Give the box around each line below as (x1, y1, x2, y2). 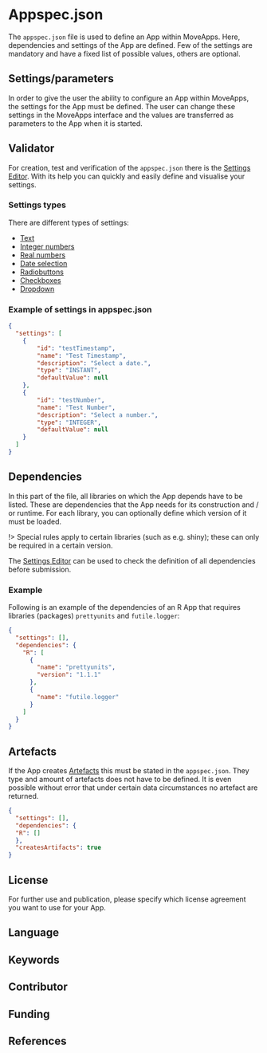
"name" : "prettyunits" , (37, 663, 116, 671)
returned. (8, 792, 39, 801)
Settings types (8, 199, 66, 210)
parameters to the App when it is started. (8, 118, 143, 128)
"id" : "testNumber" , (37, 396, 105, 404)
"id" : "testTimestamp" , (37, 344, 116, 352)
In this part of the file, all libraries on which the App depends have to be (8, 491, 243, 501)
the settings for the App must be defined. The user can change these (8, 101, 236, 111)
